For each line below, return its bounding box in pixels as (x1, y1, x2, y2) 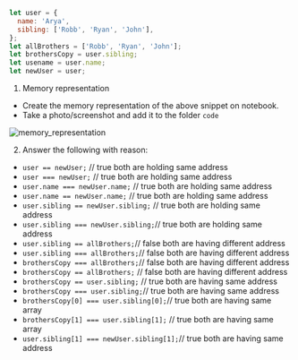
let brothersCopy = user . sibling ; (9, 50, 139, 59)
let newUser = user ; (9, 67, 87, 76)
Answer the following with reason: (21, 144, 149, 155)
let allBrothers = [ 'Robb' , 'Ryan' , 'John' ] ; (9, 41, 182, 51)
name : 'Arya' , (17, 16, 70, 26)
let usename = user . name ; (9, 58, 106, 67)
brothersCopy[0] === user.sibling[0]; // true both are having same (21, 296, 272, 305)
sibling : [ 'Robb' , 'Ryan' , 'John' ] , (17, 25, 154, 34)
